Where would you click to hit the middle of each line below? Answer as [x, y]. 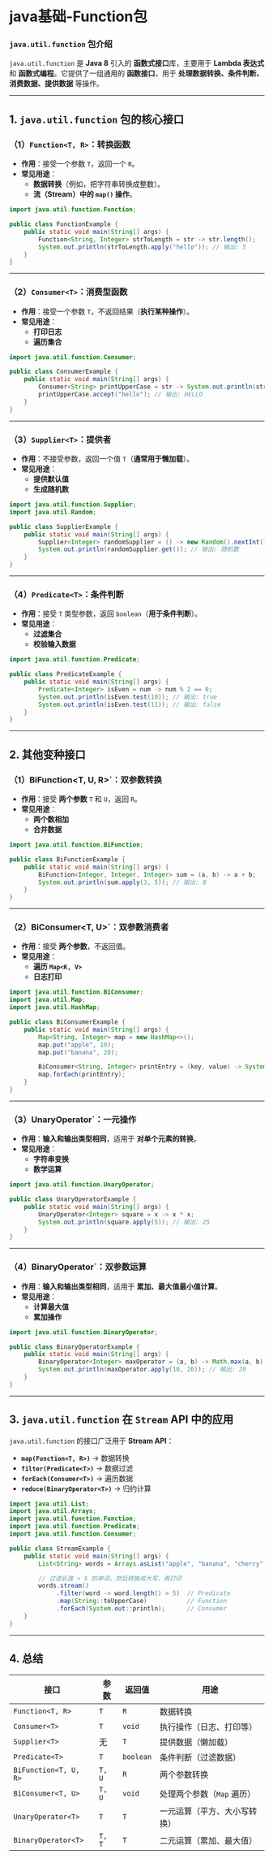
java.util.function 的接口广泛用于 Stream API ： [92, 1441]
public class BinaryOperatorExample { [75, 1347]
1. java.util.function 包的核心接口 [97, 119]
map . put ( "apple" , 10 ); [77, 1045]
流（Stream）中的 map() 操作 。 [85, 194]
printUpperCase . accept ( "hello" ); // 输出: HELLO [121, 395]
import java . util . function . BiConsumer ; [77, 992]
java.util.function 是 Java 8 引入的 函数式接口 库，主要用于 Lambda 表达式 [137, 63]
